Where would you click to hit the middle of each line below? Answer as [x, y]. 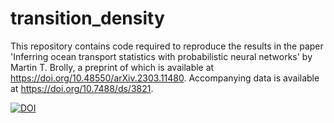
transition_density [87, 18]
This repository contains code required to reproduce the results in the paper [167, 46]
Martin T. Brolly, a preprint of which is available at [112, 67]
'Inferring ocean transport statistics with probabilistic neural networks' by [161, 56]
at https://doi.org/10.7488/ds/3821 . [82, 88]
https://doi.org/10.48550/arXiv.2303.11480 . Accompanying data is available [165, 78]
